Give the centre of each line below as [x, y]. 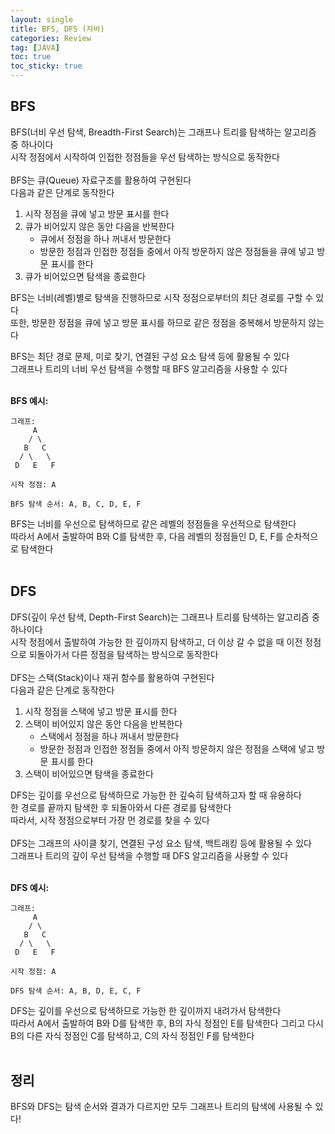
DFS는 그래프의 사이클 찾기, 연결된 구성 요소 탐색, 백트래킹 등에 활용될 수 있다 [161, 843]
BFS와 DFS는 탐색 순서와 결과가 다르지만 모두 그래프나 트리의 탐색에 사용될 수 [161, 1107]
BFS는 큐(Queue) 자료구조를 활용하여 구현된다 [101, 180]
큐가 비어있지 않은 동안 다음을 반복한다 [99, 226]
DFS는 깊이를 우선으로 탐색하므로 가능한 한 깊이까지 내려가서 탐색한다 [146, 1010]
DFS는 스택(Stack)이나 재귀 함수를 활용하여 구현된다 [112, 677]
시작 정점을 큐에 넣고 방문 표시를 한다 [97, 213]
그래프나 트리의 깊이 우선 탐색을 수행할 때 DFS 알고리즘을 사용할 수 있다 [149, 855]
